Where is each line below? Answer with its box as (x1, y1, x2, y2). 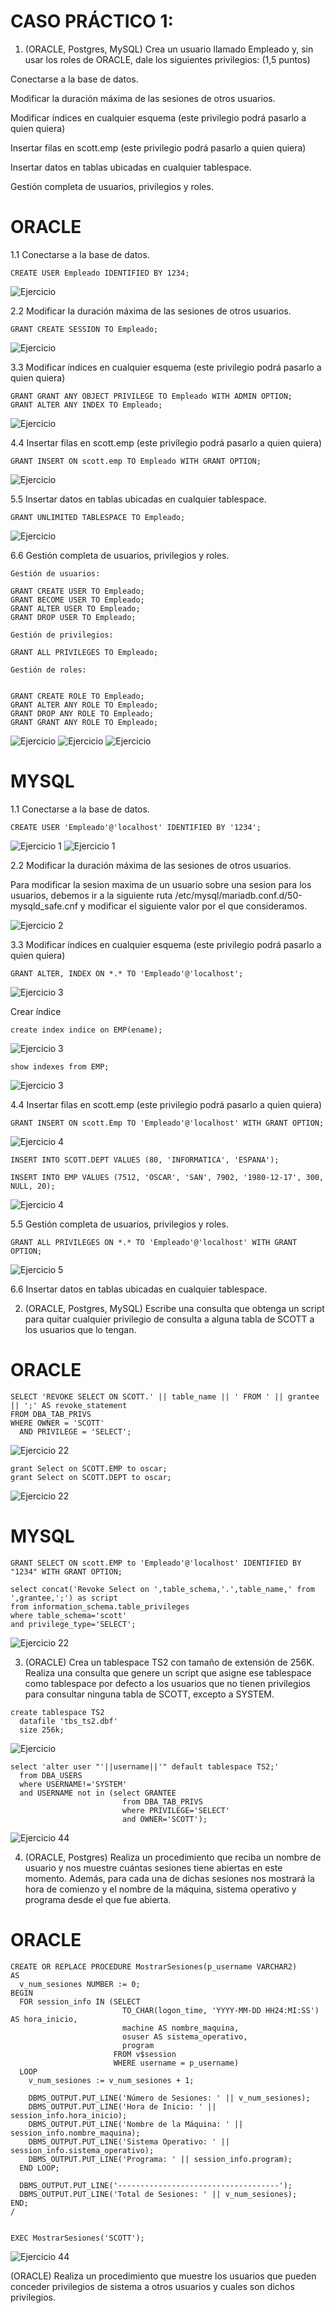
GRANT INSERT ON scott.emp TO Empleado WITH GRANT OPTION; (10, 456, 262, 466)
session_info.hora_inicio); (10, 2110, 128, 2120)
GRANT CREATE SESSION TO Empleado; (10, 324, 159, 334)
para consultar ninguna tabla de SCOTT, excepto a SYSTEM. (24, 1688, 275, 1700)
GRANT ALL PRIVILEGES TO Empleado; (10, 647, 159, 657)
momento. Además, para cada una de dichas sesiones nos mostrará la (24, 1872, 315, 1884)
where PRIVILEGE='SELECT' (121, 1805, 230, 1815)
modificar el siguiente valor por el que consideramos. (87, 900, 308, 912)
